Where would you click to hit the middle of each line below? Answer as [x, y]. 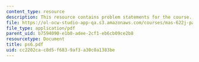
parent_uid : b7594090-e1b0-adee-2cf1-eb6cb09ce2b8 [70, 34]
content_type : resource [36, 12]
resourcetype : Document [36, 39]
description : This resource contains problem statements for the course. [99, 17]
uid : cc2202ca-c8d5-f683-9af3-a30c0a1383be [61, 50]
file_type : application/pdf [41, 28]
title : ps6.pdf [25, 45]
